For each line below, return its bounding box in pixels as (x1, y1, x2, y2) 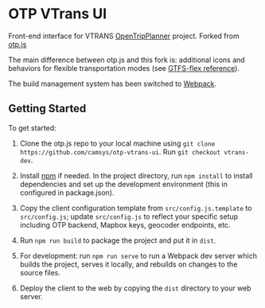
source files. (19, 267, 61, 277)
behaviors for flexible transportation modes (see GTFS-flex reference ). (8, 63, 240, 72)
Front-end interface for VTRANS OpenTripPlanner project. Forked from (8, 31, 240, 41)
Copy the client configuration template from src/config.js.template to (19, 203, 252, 212)
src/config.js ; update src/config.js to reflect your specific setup (19, 212, 239, 221)
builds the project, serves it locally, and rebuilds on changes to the (19, 259, 238, 269)
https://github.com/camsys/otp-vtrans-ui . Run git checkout (19, 146, 221, 156)
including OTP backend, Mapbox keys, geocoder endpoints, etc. (19, 220, 231, 229)
